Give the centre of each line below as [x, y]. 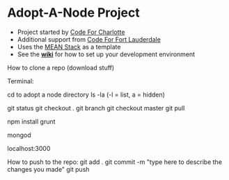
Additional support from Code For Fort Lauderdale [89, 39]
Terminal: [21, 81]
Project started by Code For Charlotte [71, 32]
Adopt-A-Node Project [74, 13]
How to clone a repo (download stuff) [61, 67]
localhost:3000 [29, 148]
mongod [19, 135]
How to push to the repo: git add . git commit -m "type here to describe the [115, 162]
